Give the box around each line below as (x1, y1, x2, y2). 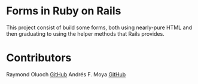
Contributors (6, 51, 72, 65)
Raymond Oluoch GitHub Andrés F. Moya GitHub (6, 70, 126, 78)
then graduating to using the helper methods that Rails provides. (6, 30, 165, 37)
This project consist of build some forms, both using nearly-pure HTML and (6, 24, 193, 31)
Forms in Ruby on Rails (6, 4, 121, 18)
